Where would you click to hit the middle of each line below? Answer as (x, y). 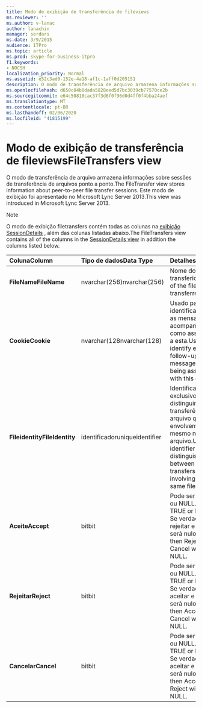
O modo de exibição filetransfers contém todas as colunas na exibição (93, 227)
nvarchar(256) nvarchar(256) (122, 282)
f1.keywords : (23, 62)
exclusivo (183, 396)
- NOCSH (16, 68)
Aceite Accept (29, 526)
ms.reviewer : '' (26, 17)
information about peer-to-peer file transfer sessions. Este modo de (90, 190)
